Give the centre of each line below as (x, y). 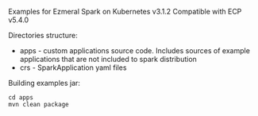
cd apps (21, 98)
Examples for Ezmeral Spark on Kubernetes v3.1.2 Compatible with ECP (125, 12)
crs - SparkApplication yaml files (73, 68)
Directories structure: (43, 35)
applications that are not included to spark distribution (108, 59)
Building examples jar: (44, 83)
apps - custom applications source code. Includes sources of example (135, 50)
